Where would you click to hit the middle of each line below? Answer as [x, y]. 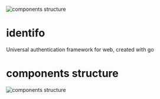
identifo [26, 33]
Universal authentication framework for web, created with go [80, 49]
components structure [63, 74]
